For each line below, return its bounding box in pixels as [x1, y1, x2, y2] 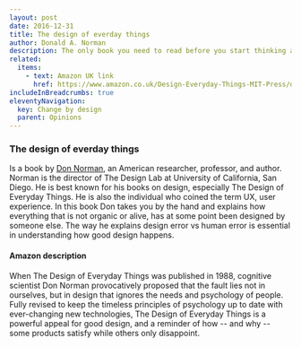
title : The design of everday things [9, 30, 150, 39]
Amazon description [9, 250, 87, 261]
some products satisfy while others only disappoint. [9, 327, 200, 338]
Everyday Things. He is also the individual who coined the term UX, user [9, 192, 276, 203]
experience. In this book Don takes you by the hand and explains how [9, 201, 266, 212]
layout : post [9, 13, 58, 22]
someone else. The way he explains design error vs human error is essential [9, 221, 291, 231]
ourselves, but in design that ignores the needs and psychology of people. [9, 289, 284, 300]
